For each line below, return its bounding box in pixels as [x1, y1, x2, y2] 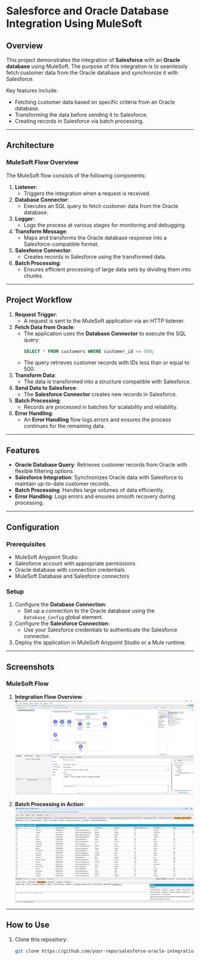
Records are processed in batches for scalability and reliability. [23, 404, 178, 411]
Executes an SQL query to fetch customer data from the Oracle [23, 202, 179, 209]
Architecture [6, 140, 55, 150]
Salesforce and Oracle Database [6, 4, 169, 18]
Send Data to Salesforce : [14, 385, 78, 392]
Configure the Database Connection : [14, 601, 107, 608]
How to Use [6, 920, 50, 930]
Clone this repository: [14, 936, 68, 943]
